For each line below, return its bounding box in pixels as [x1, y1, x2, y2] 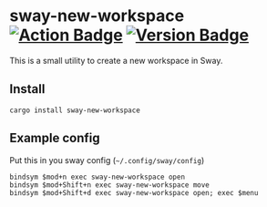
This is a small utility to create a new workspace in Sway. [9, 55, 223, 66]
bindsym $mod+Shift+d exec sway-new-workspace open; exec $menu [9, 188, 259, 197]
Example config [9, 130, 100, 146]
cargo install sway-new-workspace [9, 106, 141, 115]
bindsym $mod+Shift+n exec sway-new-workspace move [9, 180, 210, 190]
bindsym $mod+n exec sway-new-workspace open [9, 172, 185, 181]
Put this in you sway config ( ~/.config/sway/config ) [9, 154, 205, 165]
